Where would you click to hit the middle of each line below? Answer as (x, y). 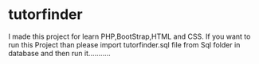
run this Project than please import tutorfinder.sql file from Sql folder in (124, 44)
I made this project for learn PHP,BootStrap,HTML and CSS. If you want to (129, 36)
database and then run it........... (59, 53)
